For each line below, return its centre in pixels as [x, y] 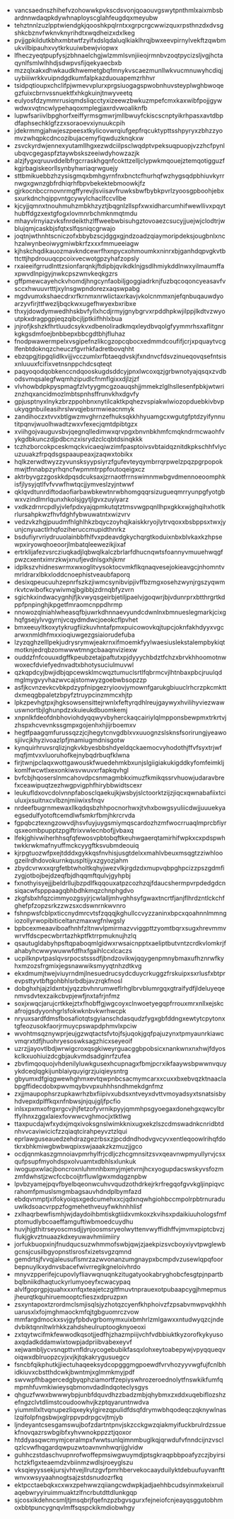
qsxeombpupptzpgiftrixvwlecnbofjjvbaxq [74, 830]
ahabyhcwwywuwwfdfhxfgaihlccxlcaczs [73, 951]
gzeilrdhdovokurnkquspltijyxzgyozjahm [71, 860]
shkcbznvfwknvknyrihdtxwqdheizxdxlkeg [75, 33]
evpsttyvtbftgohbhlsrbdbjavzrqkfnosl [68, 981]
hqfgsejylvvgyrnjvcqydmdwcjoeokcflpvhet [76, 620]
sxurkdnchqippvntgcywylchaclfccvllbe [70, 198]
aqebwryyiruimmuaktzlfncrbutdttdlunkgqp [76, 1492]
